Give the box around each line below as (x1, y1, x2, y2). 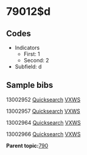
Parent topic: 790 (6, 142, 49, 149)
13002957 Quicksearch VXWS (6, 107, 80, 115)
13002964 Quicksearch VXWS (6, 119, 81, 126)
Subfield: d (14, 63, 42, 70)
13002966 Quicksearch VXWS (6, 130, 81, 138)
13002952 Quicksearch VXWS (6, 96, 80, 103)
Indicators (14, 44, 40, 51)
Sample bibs (6, 80, 54, 90)
